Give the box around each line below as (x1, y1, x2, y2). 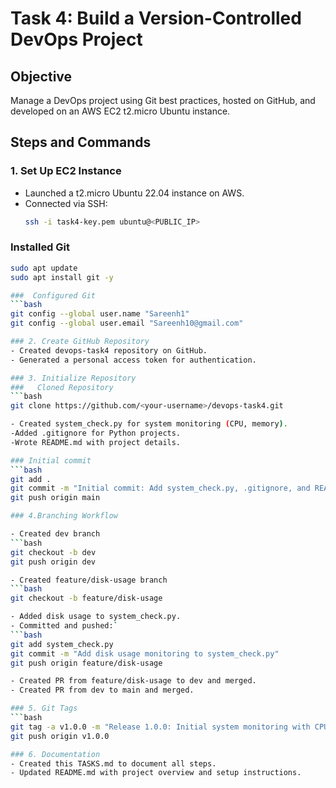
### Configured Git (10, 290, 97, 301)
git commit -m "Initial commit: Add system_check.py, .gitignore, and (10, 483, 311, 494)
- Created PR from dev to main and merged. (10, 685, 195, 696)
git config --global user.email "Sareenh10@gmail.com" (10, 318, 244, 329)
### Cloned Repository (10, 382, 114, 392)
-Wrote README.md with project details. (10, 437, 182, 447)
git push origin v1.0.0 (10, 731, 110, 741)
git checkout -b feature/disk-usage (10, 593, 163, 604)
